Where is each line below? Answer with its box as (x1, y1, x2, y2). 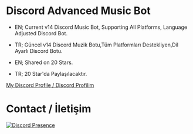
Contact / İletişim (6, 102, 92, 116)
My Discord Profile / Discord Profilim (6, 81, 94, 89)
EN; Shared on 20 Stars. (14, 59, 73, 66)
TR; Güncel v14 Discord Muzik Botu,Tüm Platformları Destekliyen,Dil (14, 41, 179, 48)
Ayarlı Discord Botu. (14, 47, 63, 54)
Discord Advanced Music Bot (6, 4, 151, 18)
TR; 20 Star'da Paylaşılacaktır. (14, 70, 87, 77)
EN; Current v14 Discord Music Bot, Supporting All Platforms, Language (14, 24, 188, 31)
